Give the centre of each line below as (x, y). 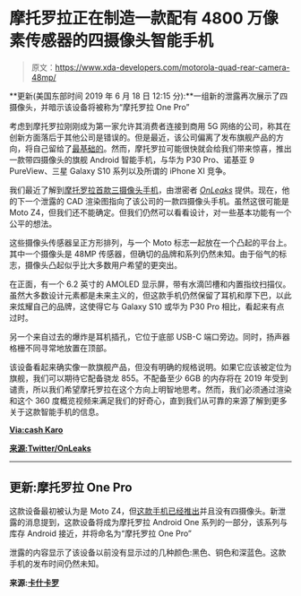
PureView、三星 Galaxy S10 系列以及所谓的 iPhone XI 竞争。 (120, 170)
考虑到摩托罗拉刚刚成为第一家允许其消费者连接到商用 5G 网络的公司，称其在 (150, 125)
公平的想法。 (33, 223)
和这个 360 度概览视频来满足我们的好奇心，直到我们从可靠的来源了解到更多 (149, 401)
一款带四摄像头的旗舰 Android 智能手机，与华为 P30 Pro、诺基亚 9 (132, 160)
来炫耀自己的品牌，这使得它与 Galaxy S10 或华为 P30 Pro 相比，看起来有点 (147, 307)
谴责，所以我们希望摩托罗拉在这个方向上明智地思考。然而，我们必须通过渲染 (150, 389)
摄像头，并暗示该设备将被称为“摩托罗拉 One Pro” (99, 107)
